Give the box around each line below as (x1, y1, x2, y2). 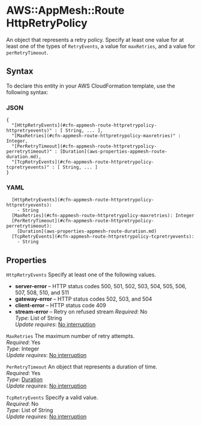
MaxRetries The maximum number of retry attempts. (6, 333, 135, 340)
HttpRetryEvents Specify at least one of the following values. (6, 271, 157, 279)
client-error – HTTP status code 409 (14, 302, 106, 309)
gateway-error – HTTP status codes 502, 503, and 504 (14, 295, 152, 303)
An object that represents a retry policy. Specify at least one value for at (6, 36, 184, 43)
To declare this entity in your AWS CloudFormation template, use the (6, 82, 175, 89)
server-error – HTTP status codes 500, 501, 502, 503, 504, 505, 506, (14, 283, 187, 290)
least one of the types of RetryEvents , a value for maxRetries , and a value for (6, 43, 196, 50)
